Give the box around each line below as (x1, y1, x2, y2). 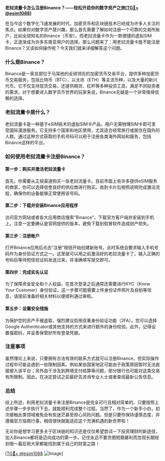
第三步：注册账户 (5, 232, 40, 238)
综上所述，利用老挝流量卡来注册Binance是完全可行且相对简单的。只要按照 (5, 399, 155, 405)
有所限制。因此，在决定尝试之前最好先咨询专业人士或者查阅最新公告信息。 (5, 374, 156, 380)
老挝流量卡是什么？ (5, 109, 51, 116)
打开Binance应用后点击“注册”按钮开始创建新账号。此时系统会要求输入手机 (5, 245, 155, 251)
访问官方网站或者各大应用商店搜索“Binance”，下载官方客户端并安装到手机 (5, 214, 155, 220)
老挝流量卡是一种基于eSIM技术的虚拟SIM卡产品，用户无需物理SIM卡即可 (5, 121, 152, 127)
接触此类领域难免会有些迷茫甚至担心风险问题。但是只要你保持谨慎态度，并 (9, 412, 160, 418)
